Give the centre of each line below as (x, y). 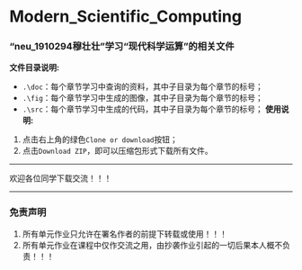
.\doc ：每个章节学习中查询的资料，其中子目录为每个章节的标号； (142, 86)
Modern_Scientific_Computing (126, 17)
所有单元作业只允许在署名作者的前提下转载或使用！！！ (124, 234)
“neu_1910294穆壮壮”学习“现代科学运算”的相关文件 (122, 47)
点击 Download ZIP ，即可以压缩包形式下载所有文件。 (117, 151)
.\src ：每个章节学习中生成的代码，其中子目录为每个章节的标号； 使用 (151, 109)
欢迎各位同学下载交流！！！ (61, 178)
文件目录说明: (35, 67)
